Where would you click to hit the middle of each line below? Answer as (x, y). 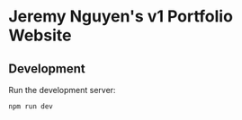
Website (40, 35)
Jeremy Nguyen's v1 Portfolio (121, 17)
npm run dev (31, 107)
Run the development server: (62, 90)
